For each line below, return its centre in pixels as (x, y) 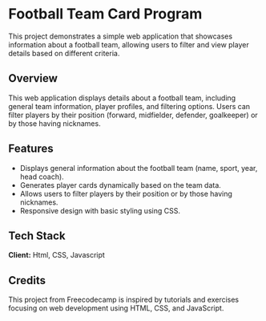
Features (31, 149)
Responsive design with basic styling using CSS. (100, 210)
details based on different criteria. (64, 53)
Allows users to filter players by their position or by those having (126, 193)
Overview (33, 78)
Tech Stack (37, 236)
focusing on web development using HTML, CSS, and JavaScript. (116, 308)
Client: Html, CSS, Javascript (57, 255)
